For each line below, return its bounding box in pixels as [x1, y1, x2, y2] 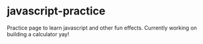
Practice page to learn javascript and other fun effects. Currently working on [7, 24, 197, 31]
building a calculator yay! [7, 30, 69, 37]
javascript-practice [7, 4, 106, 18]
